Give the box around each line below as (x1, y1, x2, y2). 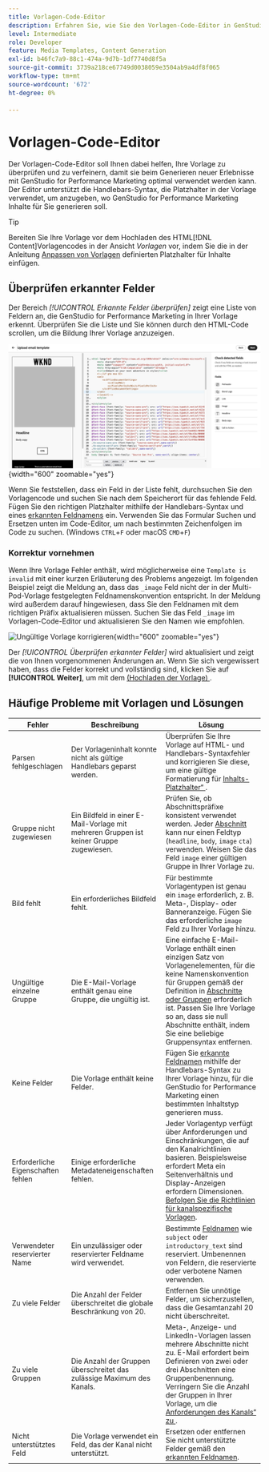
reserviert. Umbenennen (165, 1249, 247, 1258)
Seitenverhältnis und (165, 1169, 234, 1180)
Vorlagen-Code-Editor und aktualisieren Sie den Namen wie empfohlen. (8, 616, 245, 626)
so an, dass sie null (165, 1011, 228, 1021)
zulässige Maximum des (70, 1374, 151, 1383)
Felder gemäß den (165, 1444, 226, 1454)
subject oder (165, 1232, 208, 1241)
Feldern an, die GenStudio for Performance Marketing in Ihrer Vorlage (8, 311, 239, 321)
